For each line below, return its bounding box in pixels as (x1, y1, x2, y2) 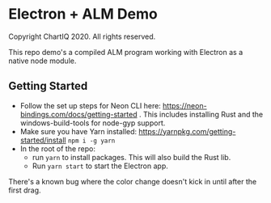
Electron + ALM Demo (8, 5, 158, 23)
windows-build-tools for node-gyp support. (19, 118, 166, 128)
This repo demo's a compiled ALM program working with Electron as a (8, 47, 243, 57)
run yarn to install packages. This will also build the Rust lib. (32, 152, 231, 162)
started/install (19, 135, 66, 145)
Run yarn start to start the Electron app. (32, 161, 168, 171)
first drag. (8, 185, 42, 195)
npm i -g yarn (67, 137, 116, 145)
